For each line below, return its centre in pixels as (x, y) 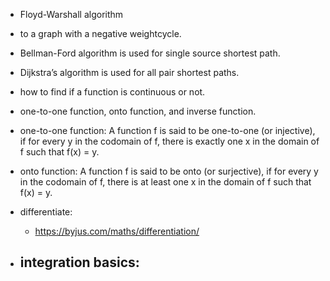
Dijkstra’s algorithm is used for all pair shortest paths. (129, 72)
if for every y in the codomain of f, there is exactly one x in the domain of (169, 141)
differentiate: (46, 212)
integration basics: (79, 262)
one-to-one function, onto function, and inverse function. (138, 111)
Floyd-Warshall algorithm (71, 14)
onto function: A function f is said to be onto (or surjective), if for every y (169, 171)
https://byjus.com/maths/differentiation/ (117, 231)
